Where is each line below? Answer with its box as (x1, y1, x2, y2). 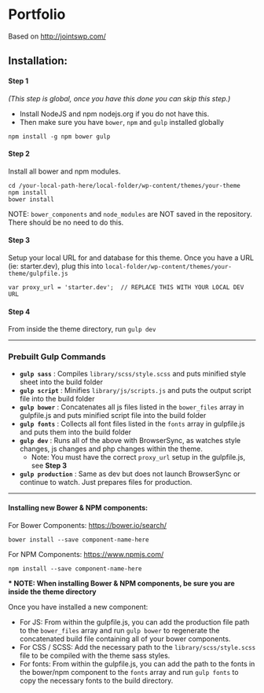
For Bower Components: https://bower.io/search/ (8, 520, 167, 530)
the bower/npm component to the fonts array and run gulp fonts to (19, 667, 239, 676)
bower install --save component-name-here (8, 536, 149, 544)
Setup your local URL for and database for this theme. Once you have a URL (8, 253, 254, 262)
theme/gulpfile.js (8, 269, 68, 277)
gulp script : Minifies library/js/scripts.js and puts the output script (19, 386, 251, 395)
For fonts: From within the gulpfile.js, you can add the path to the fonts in (19, 658, 255, 669)
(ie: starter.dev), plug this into (8, 261, 104, 270)
